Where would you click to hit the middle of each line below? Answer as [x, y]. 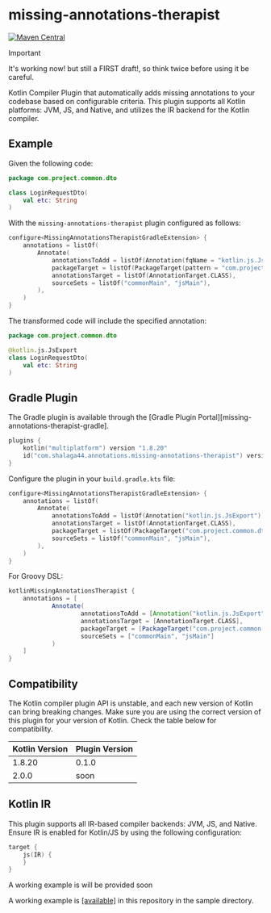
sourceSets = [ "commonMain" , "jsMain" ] [148, 636]
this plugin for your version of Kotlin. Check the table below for [113, 720]
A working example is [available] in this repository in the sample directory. [131, 901]
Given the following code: [51, 163]
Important [25, 52]
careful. [21, 77]
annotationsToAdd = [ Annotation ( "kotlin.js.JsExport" [173, 614]
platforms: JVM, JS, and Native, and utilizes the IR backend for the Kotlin [129, 110]
